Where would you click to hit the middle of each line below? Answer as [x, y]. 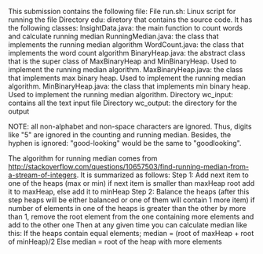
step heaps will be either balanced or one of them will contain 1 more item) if [131, 200]
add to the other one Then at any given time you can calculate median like [128, 225]
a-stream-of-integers [42, 175]
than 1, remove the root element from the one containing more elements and [131, 216]
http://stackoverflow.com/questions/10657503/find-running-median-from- [129, 167]
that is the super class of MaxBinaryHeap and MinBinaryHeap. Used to [122, 61]
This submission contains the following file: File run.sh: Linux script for [122, 11]
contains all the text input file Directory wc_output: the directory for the [123, 103]
